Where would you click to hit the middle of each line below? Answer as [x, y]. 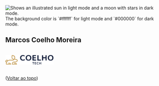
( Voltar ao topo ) [22, 78]
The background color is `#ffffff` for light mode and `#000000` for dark [80, 19]
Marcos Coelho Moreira [43, 40]
